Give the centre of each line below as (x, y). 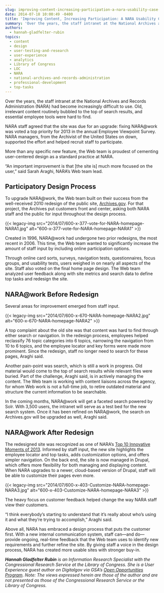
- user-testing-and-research (39, 50)
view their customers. (27, 505)
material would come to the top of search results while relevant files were (79, 371)
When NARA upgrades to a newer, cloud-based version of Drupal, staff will (80, 470)
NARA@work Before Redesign (52, 294)
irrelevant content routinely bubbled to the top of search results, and (74, 111)
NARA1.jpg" (17, 229)
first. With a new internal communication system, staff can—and (70, 534)
